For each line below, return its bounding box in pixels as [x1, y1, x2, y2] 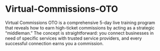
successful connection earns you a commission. [5, 40, 104, 46]
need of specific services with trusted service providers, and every [5, 35, 142, 41]
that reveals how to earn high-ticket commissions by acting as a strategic [5, 25, 155, 30]
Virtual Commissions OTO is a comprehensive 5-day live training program [5, 20, 155, 25]
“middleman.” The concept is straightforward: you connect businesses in [5, 30, 154, 36]
